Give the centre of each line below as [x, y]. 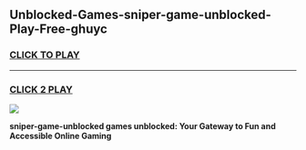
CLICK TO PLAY [45, 55]
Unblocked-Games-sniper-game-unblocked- [140, 15]
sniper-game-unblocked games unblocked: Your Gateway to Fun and [143, 125]
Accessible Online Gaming [61, 135]
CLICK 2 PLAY [41, 89]
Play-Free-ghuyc [58, 30]
